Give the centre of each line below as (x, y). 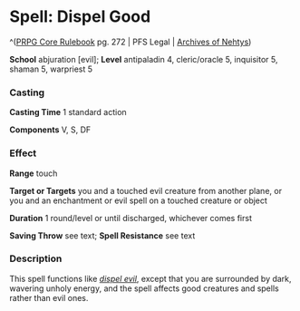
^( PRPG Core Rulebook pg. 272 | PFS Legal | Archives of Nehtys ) (131, 42)
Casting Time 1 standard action (68, 112)
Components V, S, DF (50, 130)
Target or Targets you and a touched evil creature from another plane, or (146, 190)
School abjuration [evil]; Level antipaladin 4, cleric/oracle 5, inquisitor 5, (144, 59)
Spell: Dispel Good (80, 17)
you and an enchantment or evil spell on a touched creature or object (138, 200)
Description (36, 258)
